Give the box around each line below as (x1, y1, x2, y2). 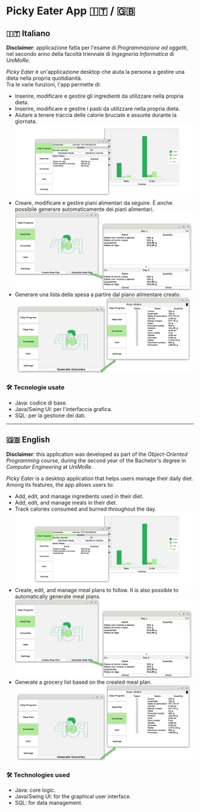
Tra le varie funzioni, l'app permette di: (6, 81, 101, 88)
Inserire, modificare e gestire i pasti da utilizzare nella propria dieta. (14, 105, 180, 112)
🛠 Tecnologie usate (6, 383, 65, 391)
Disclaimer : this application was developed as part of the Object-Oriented (6, 450, 188, 458)
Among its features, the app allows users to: (6, 481, 114, 488)
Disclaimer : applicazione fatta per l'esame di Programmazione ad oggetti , (6, 44, 188, 51)
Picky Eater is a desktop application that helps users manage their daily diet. (6, 475, 193, 482)
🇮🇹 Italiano (6, 28, 51, 38)
